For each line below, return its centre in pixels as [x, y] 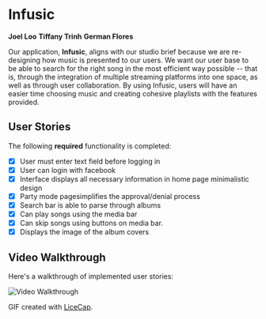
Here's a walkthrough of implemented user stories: [91, 276]
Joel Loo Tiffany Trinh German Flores [71, 36]
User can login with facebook [68, 170]
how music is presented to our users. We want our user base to [146, 60]
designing [25, 60]
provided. [24, 102]
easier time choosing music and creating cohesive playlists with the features [133, 93]
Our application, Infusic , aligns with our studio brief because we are [119, 51]
